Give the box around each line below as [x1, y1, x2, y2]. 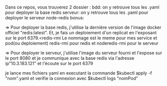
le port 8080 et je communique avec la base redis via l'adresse [5, 55, 135, 61]
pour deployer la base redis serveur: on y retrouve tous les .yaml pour [5, 9, 149, 15]
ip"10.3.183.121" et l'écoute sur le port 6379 [5, 61, 93, 66]
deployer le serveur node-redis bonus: [5, 15, 84, 20]
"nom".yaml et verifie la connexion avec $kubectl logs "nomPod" [5, 76, 139, 81]
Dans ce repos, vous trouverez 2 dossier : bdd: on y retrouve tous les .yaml [5, 4, 160, 10]
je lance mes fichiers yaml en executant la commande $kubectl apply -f [5, 70, 152, 76]
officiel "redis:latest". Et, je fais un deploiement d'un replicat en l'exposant [5, 30, 157, 35]
